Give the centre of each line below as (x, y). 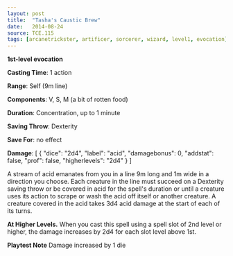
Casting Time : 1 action (40, 73)
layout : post (26, 14)
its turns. (20, 211)
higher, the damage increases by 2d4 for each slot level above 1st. (102, 232)
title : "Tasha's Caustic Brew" (54, 20)
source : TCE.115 (31, 33)
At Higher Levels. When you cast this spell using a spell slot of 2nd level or (114, 224)
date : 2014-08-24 (35, 26)
